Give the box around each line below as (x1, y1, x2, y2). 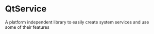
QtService (5, 3, 47, 14)
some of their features (5, 24, 50, 30)
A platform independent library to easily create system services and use (5, 19, 149, 25)
